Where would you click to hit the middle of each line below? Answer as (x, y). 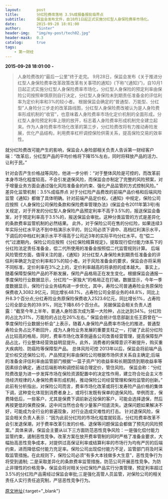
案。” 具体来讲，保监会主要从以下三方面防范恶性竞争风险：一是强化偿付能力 (82, 430)
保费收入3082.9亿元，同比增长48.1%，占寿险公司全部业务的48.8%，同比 (80, 292)
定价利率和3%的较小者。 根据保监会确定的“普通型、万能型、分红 (93, 101)
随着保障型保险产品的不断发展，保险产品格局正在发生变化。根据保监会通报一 (84, 273)
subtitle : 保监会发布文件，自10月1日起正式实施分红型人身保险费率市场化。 (78, 19)
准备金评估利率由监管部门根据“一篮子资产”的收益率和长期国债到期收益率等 (86, 361)
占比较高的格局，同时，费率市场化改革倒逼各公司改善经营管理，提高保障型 (82, 336)
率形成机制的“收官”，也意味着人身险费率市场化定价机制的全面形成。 (87, 114)
